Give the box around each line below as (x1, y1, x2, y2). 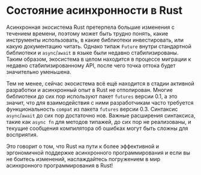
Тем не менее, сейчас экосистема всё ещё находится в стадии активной (6, 79, 194, 87)
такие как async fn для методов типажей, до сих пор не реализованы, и (6, 118, 191, 125)
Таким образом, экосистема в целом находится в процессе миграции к (6, 55, 191, 63)
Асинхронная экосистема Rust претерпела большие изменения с (6, 23, 175, 31)
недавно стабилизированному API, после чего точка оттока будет (6, 61, 176, 69)
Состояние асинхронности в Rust (6, 4, 183, 17)
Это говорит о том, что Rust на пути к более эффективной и (6, 143, 160, 150)
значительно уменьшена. (6, 68, 71, 75)
